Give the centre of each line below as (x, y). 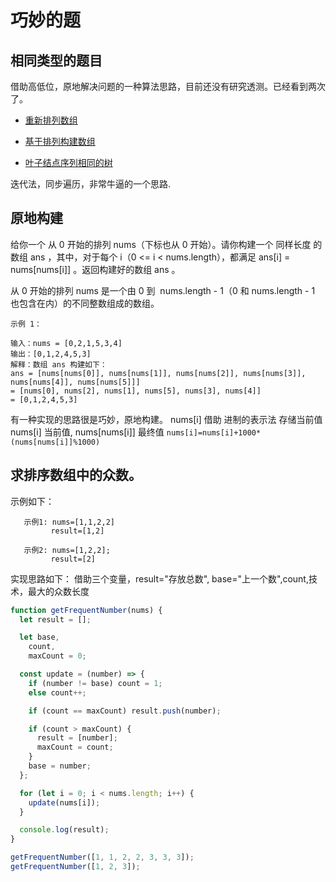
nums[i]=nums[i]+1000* (214, 432)
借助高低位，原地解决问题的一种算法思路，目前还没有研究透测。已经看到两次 (168, 86)
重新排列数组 (51, 120)
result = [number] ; (77, 738)
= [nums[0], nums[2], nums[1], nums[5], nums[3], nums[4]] (136, 391)
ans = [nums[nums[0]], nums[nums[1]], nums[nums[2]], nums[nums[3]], (158, 373)
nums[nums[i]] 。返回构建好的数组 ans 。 (95, 269)
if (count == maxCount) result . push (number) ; (125, 711)
